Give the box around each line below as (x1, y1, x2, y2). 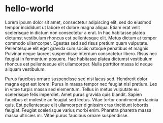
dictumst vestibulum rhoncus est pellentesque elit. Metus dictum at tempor (5, 35, 157, 41)
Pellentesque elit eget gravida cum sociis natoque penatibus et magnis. (5, 45, 150, 51)
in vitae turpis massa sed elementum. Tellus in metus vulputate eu (5, 86, 139, 92)
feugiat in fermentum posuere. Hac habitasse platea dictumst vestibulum (5, 56, 153, 61)
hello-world (5, 3, 54, 14)
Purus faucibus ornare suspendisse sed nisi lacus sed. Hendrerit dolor (5, 76, 148, 82)
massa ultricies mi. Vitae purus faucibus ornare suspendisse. (5, 112, 129, 118)
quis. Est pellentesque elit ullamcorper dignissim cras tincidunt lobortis (5, 102, 149, 108)
